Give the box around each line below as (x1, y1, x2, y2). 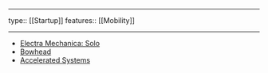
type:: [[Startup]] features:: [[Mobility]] (8, 16, 136, 25)
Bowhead (19, 47, 52, 56)
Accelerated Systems (19, 56, 90, 64)
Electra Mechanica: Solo (19, 39, 100, 48)
